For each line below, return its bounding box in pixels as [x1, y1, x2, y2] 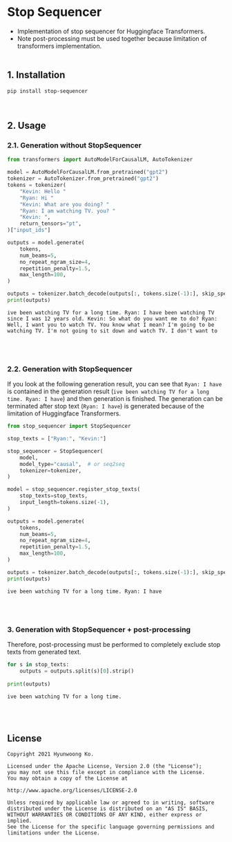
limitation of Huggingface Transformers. [7, 409, 121, 418]
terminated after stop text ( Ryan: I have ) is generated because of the [7, 402, 205, 411]
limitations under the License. [7, 830, 100, 836]
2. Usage [7, 120, 46, 132]
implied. [7, 818, 32, 825]
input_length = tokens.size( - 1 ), [19, 499, 110, 506]
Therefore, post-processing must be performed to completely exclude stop [7, 641, 221, 649]
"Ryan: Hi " [19, 195, 54, 201]
